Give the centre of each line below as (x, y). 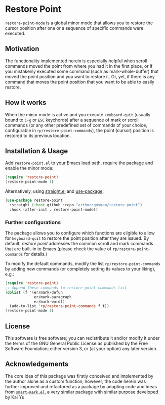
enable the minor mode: (29, 168)
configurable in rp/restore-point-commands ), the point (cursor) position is (80, 130)
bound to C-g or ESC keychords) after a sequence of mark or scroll (72, 120)
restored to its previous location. (38, 135)
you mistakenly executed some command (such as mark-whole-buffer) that (82, 71)
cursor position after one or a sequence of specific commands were (74, 28)
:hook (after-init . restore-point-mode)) (54, 209)
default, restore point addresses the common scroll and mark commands (79, 244)
